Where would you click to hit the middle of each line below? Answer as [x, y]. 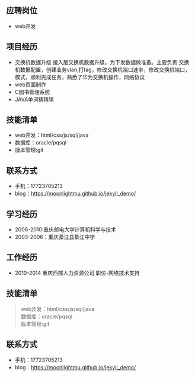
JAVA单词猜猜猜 [34, 99]
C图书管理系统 [32, 92]
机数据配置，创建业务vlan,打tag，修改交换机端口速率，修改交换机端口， [103, 70]
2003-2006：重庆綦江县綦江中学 [55, 237]
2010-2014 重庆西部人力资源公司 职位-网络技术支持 [77, 273]
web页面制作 [30, 84]
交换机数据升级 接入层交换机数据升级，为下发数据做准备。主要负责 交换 [102, 62]
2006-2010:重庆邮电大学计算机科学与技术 [65, 230]
